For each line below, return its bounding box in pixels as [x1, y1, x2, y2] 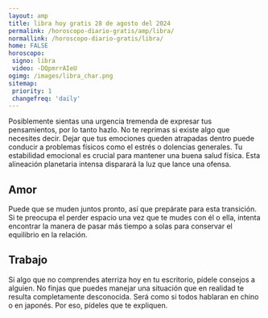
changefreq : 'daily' [11, 94, 81, 103]
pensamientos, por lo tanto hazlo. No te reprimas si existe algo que [8, 125, 230, 135]
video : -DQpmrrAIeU [11, 65, 78, 73]
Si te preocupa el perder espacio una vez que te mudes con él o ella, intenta [8, 213, 261, 223]
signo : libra [11, 57, 56, 65]
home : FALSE [8, 42, 48, 50]
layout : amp [8, 11, 48, 20]
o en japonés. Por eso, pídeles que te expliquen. [8, 300, 168, 310]
